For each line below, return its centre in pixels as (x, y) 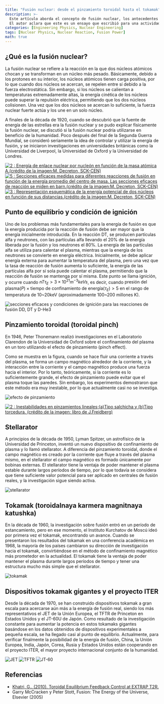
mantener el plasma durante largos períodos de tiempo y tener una (72, 562)
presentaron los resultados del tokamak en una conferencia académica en (80, 540)
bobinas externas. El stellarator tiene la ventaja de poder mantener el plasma (82, 465)
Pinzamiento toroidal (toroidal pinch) (62, 325)
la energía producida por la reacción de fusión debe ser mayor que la (74, 229)
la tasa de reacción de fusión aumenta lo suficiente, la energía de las (74, 265)
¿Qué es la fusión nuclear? (46, 57)
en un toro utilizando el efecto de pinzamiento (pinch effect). (66, 347)
